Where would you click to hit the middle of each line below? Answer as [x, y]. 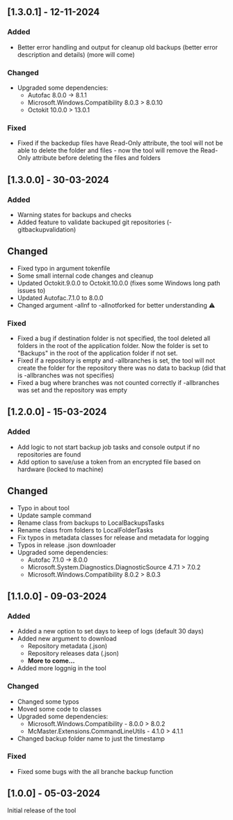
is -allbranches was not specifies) [66, 375]
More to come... [51, 661]
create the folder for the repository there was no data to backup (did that [121, 368]
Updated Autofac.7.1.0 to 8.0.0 [60, 298]
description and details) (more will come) [76, 54]
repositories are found [49, 454]
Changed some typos [48, 701]
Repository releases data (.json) [73, 654]
